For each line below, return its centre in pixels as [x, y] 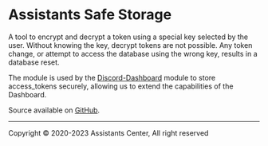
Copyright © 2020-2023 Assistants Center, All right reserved [108, 132]
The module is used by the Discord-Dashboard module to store [112, 77]
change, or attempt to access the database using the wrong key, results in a [133, 53]
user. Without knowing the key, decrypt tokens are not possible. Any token [130, 45]
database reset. [34, 62]
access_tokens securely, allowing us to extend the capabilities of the [121, 86]
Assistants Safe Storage [90, 15]
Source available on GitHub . [54, 110]
